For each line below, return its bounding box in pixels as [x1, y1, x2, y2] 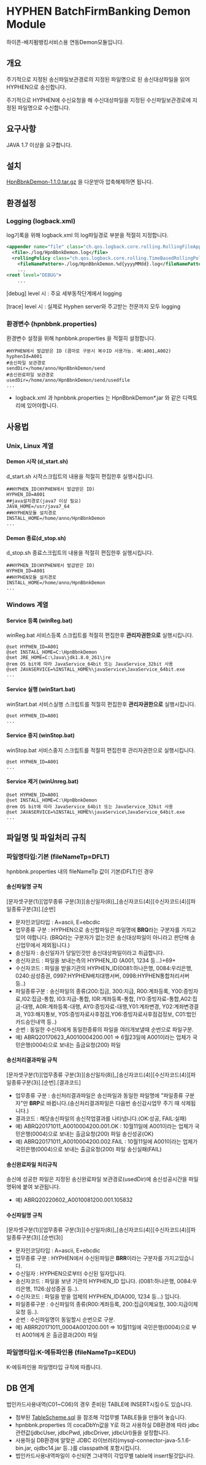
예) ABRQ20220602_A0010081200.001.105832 [15, 1196, 133, 1204]
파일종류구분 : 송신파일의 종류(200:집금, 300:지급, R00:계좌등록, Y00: [15, 987, 184, 995]
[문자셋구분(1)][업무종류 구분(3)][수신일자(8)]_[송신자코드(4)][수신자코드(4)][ [6, 1226, 191, 1234]
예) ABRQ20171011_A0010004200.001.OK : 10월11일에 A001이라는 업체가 [15, 1123, 194, 1130]
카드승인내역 [15, 1018, 46, 1026]
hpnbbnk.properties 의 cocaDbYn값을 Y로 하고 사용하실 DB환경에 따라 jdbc [15, 1421, 199, 1428]
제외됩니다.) [42, 941, 71, 949]
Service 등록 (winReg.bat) [6, 617, 73, 624]
